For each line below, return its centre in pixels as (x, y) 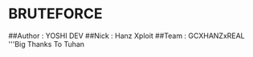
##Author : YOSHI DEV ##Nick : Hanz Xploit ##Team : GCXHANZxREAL (126, 36)
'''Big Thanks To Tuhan (47, 44)
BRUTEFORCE (55, 14)
